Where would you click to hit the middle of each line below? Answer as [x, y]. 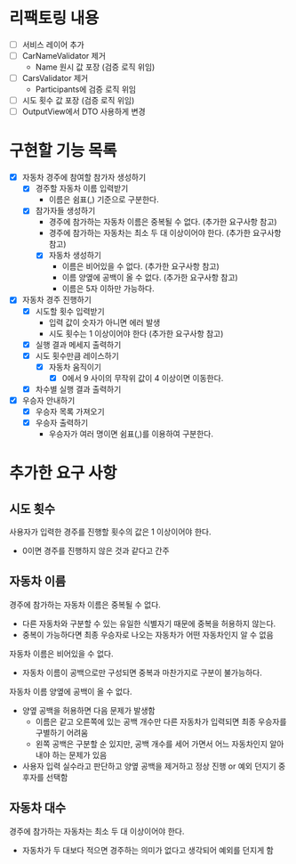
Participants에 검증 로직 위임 [85, 89]
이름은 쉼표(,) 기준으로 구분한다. [104, 200]
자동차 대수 [38, 808]
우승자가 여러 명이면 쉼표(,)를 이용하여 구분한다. [131, 434]
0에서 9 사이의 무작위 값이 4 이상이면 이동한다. [143, 378]
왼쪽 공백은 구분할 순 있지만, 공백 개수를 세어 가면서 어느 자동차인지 [152, 744]
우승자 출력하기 [62, 423]
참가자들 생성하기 [65, 211]
